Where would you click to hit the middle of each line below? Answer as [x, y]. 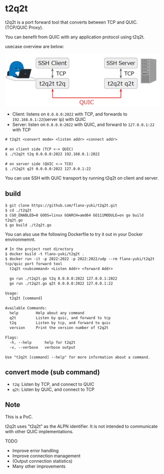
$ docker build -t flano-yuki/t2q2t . [45, 254]
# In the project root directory [39, 249]
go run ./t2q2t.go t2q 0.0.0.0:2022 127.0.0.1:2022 [64, 279]
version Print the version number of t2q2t [59, 328]
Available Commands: [26, 308]
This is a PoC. [19, 416]
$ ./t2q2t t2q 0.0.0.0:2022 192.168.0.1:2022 [52, 154]
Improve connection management [46, 456]
